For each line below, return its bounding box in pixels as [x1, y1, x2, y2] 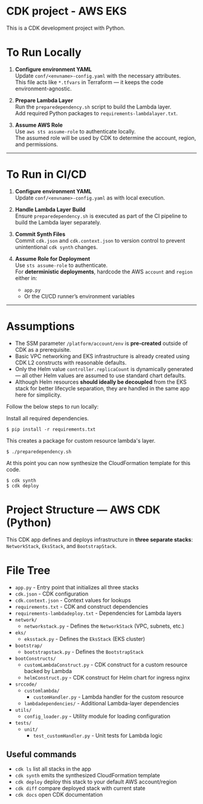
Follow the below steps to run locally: [6, 403, 99, 410]
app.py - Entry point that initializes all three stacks [14, 583, 139, 591]
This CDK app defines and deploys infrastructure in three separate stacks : [6, 535, 193, 543]
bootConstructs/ [14, 655, 56, 662]
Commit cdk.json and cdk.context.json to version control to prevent [14, 236, 185, 244]
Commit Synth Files [14, 230, 66, 238]
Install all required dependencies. [6, 414, 89, 422]
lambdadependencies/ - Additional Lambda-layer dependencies [24, 699, 179, 707]
